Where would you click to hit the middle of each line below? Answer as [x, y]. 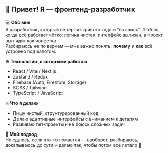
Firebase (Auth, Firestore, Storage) [49, 82]
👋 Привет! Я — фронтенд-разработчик [70, 9]
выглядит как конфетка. [32, 40]
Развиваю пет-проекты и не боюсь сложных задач [69, 124]
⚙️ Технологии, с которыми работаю [46, 61]
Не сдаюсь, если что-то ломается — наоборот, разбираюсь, [72, 140]
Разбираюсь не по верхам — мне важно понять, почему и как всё [79, 46]
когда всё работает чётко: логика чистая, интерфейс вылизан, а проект [84, 35]
